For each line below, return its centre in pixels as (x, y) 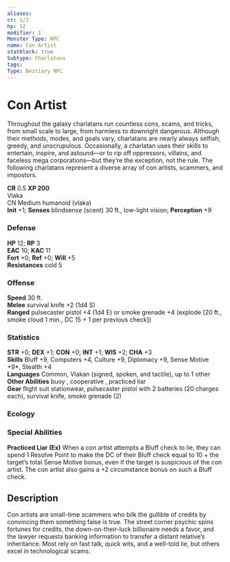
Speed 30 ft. (25, 298)
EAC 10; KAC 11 (29, 250)
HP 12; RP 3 (24, 243)
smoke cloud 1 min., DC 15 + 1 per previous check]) (79, 319)
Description (33, 498)
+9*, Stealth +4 (30, 367)
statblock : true (30, 52)
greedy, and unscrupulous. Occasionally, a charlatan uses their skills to (107, 146)
